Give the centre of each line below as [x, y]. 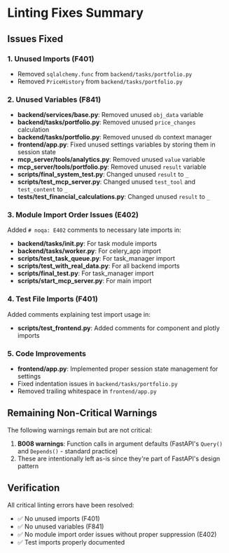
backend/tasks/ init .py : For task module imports [87, 244]
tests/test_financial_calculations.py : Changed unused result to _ [113, 197]
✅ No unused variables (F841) [61, 526]
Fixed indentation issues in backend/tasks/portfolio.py [97, 384]
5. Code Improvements [47, 353]
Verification [34, 488]
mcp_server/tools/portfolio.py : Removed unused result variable [112, 167]
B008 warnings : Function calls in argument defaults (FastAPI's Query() [120, 444]
